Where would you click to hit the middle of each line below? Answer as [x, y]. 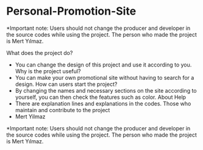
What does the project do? [40, 52]
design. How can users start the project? [66, 84]
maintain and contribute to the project [62, 110]
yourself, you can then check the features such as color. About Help [101, 97]
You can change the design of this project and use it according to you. [103, 65]
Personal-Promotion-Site [71, 11]
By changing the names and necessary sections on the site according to [106, 90]
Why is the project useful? [48, 71]
